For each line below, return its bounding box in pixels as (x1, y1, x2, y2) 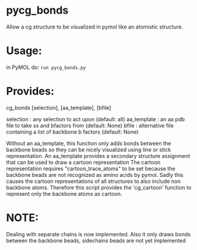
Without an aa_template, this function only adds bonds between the (6, 140, 171, 147)
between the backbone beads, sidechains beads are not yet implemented (6, 237, 186, 244)
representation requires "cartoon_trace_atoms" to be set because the (6, 164, 176, 172)
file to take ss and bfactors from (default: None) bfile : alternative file (6, 122, 174, 129)
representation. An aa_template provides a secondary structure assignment (6, 152, 190, 159)
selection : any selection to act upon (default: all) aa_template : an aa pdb (6, 115, 185, 122)
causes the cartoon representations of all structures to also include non (6, 178, 181, 185)
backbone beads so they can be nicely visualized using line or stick (6, 146, 171, 153)
